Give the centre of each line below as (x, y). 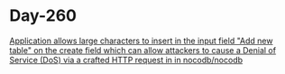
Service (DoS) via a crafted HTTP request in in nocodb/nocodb (126, 60)
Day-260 (43, 16)
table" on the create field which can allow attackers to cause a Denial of (143, 50)
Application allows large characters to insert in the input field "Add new (141, 41)
